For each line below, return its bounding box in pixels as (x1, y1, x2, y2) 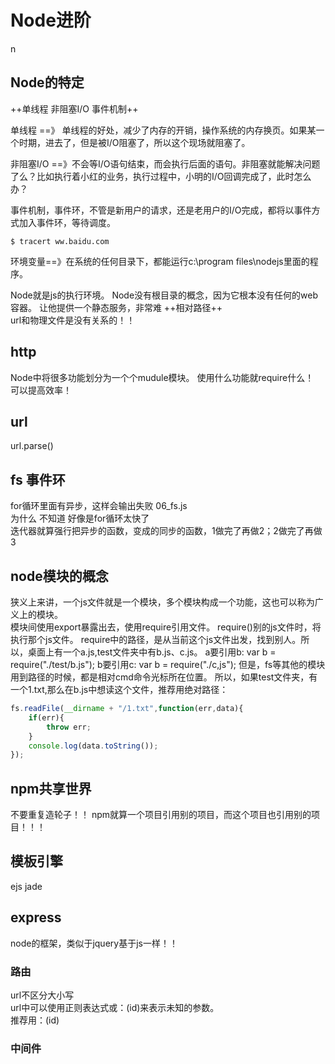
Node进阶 (10, 9, 92, 32)
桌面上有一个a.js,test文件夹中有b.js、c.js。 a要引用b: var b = (27, 646, 277, 658)
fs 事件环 (10, 471, 66, 488)
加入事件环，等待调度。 (18, 216, 116, 228)
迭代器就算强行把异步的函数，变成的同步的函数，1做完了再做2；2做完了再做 (10, 525, 323, 537)
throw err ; (46, 722, 92, 732)
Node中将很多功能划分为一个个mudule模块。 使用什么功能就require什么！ (10, 371, 315, 383)
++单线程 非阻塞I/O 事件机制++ (10, 102, 139, 115)
